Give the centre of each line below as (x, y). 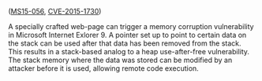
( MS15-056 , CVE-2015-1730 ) (55, 11)
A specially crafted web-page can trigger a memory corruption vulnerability (131, 26)
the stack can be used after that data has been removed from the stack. (125, 43)
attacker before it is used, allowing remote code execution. (103, 68)
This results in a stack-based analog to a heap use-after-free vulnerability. (129, 52)
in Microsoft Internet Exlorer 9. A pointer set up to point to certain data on (127, 35)
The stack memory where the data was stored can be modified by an (120, 60)
